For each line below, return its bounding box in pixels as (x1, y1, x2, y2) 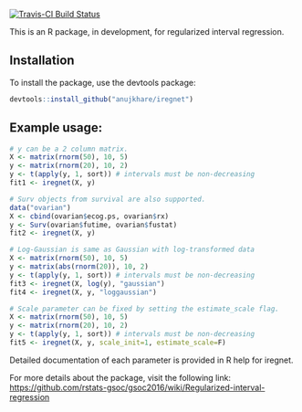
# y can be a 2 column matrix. (9, 144, 129, 153)
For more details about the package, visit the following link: (9, 372, 231, 383)
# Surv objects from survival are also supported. (9, 195, 206, 204)
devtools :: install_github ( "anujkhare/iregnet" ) (9, 94, 194, 104)
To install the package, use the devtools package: (9, 77, 196, 88)
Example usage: (9, 120, 103, 136)
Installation (9, 53, 75, 69)
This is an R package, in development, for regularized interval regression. (9, 26, 285, 37)
